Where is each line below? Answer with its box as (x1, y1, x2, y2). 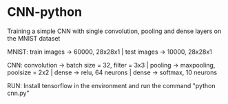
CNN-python (7, 4, 83, 20)
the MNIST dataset (7, 34, 61, 42)
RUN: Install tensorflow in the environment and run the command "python (7, 81, 216, 90)
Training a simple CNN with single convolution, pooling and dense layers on (7, 27, 222, 35)
